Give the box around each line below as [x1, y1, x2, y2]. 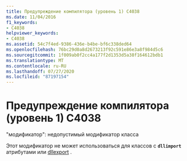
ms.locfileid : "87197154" [6, 74, 69, 80]
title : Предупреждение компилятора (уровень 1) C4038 [6, 8, 140, 15]
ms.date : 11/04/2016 [6, 14, 57, 20]
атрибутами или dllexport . [6, 149, 72, 156]
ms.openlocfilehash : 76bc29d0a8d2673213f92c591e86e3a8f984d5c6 [6, 47, 164, 53]
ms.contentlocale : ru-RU [6, 63, 67, 69]
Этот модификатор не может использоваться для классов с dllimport [6, 142, 182, 149]
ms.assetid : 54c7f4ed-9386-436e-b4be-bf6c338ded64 [6, 42, 132, 47]
